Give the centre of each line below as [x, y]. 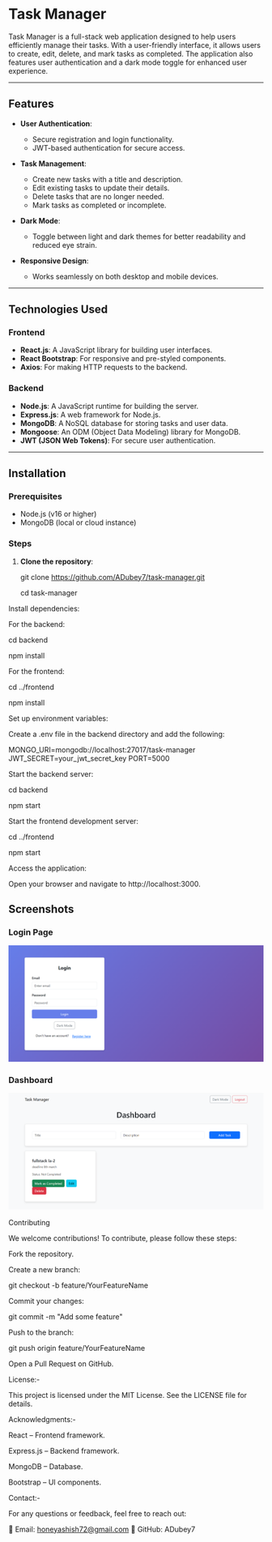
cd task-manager [49, 593]
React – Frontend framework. [57, 1435]
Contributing [29, 1222]
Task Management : [53, 164]
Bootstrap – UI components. [55, 1482]
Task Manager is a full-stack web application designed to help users [122, 36]
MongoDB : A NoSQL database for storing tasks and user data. [124, 423]
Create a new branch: [45, 1269]
